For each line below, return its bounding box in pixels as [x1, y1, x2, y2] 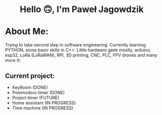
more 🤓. [5, 57, 21, 63]
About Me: [5, 26, 49, 37]
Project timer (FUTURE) [12, 95, 59, 101]
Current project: [5, 72, 55, 80]
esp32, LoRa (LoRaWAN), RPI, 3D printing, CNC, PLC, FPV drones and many [5, 52, 157, 58]
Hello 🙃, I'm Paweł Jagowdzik [19, 4, 144, 15]
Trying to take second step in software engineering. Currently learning [5, 42, 146, 48]
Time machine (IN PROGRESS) [12, 105, 73, 111]
